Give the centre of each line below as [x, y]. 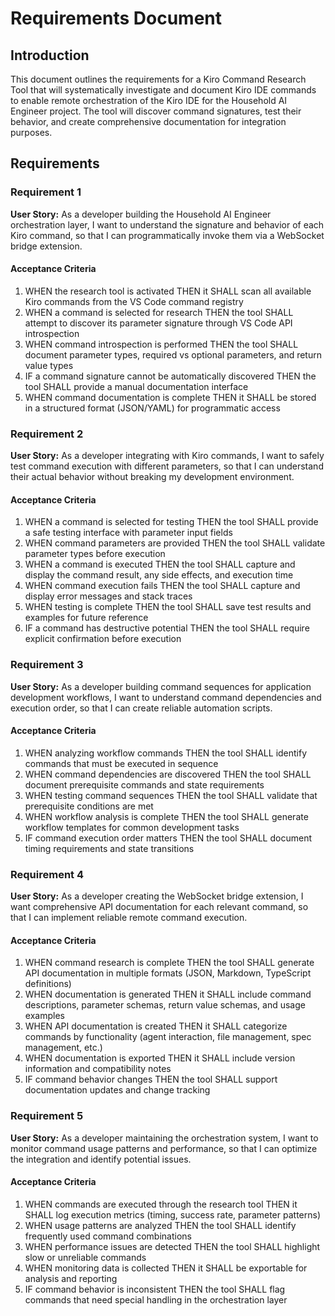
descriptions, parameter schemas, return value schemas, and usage [165, 1005]
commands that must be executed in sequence [121, 763]
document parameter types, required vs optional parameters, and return [173, 354]
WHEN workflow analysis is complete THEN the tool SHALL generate [166, 816]
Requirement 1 [46, 192]
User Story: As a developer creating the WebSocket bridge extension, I [157, 896]
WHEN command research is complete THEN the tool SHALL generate [169, 963]
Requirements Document [116, 18]
